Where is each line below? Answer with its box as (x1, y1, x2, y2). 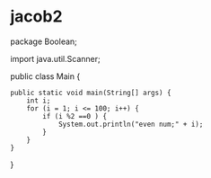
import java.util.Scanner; (10, 53, 101, 64)
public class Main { (10, 70, 81, 82)
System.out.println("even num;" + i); (57, 120, 204, 129)
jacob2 (10, 6, 63, 27)
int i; (26, 96, 51, 105)
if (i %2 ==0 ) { (42, 111, 107, 120)
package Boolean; (10, 36, 77, 47)
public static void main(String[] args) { (10, 88, 171, 97)
